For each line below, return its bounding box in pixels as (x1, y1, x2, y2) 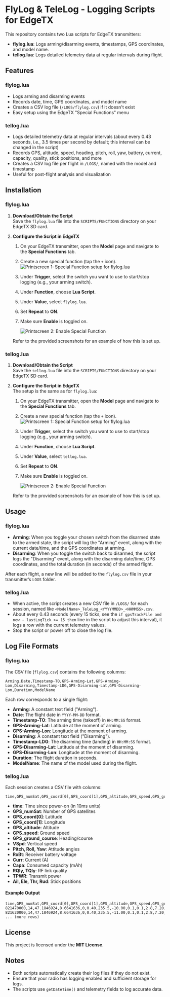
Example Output (5, 890, 40, 896)
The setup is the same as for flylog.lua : (12, 388, 98, 394)
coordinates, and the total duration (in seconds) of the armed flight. (12, 561, 153, 567)
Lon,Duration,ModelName (5, 687, 56, 693)
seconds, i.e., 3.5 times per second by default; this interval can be (12, 138, 150, 145)
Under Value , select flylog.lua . (20, 298, 88, 305)
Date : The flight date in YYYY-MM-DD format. (12, 711, 101, 718)
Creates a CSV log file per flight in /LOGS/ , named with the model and (12, 160, 157, 166)
